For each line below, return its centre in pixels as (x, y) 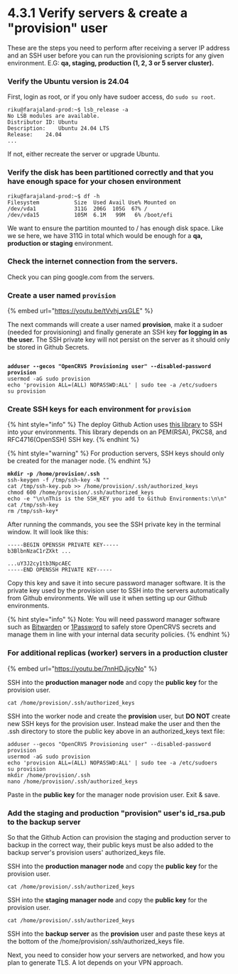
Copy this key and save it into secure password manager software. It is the (117, 583)
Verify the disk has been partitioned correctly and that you (110, 173)
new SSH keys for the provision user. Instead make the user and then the (114, 723)
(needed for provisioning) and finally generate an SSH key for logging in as (117, 332)
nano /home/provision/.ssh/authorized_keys (73, 781)
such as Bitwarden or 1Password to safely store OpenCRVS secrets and (112, 627)
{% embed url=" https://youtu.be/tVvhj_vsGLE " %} (80, 311)
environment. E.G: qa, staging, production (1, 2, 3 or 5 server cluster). (111, 63)
